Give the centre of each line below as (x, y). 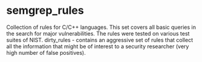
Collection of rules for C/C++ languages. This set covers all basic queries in (101, 27)
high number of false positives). (46, 52)
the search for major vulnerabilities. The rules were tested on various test (98, 33)
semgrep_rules (45, 11)
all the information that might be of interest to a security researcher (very (98, 46)
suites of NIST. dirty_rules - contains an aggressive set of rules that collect (100, 40)
